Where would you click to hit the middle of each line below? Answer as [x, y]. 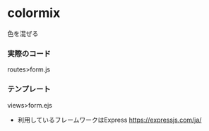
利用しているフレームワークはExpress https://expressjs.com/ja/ [109, 120]
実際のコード [29, 53]
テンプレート [29, 89]
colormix [34, 13]
